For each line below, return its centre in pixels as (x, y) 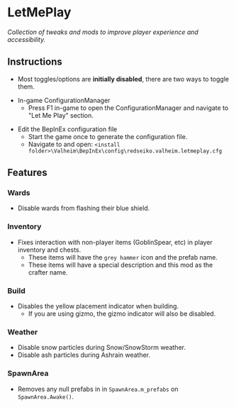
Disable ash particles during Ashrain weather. (84, 355)
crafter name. (48, 272)
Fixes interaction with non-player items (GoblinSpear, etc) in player (115, 242)
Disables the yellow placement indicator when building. (98, 307)
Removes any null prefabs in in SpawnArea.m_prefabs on (98, 389)
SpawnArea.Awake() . (46, 396)
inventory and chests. (49, 250)
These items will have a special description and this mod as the (120, 265)
